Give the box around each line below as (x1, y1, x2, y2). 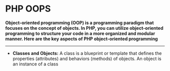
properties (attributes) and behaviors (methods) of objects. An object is (12, 55, 162, 61)
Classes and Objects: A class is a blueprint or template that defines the (12, 50, 162, 56)
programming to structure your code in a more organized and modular (5, 30, 155, 36)
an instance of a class (12, 61, 59, 67)
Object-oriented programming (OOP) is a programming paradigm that (5, 20, 154, 26)
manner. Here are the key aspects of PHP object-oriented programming (5, 36, 158, 42)
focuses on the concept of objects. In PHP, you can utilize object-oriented (5, 25, 163, 31)
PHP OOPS (5, 3, 51, 15)
